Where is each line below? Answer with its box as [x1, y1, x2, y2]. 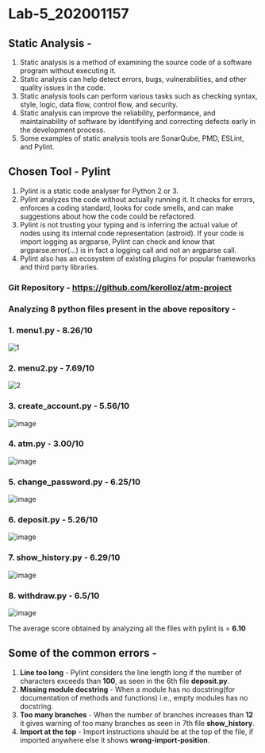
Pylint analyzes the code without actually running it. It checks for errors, [19, 194, 255, 204]
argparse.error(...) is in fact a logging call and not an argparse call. [19, 245, 237, 254]
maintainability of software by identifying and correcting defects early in [19, 117, 256, 126]
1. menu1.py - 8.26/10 [8, 324, 93, 336]
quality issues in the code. [19, 83, 106, 92]
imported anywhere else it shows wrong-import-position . [19, 735, 210, 744]
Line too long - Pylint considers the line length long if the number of [19, 667, 242, 677]
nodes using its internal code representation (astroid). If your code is [19, 228, 244, 238]
